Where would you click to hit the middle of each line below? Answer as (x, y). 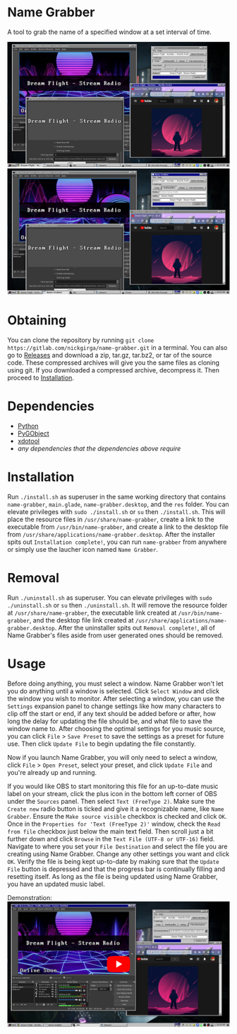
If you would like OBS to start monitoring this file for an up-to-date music (113, 786)
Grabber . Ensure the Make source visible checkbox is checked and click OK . (117, 816)
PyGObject (33, 433)
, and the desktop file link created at (81, 620)
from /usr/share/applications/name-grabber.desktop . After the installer (111, 534)
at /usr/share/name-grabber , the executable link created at (92, 613)
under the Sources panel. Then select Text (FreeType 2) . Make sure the (111, 801)
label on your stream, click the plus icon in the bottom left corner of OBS (112, 793)
